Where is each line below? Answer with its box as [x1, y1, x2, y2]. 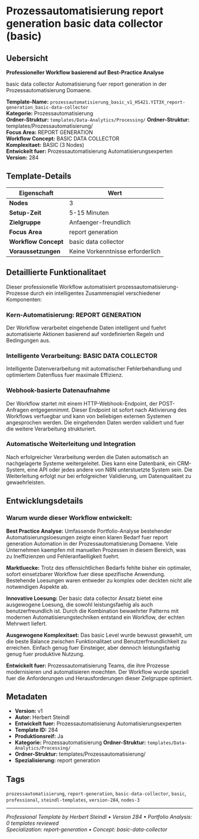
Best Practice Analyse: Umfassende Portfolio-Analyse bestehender [6, 527, 172, 535]
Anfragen [6, 406, 30, 413]
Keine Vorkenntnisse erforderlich [69, 247, 161, 255]
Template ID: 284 [14, 727, 58, 734]
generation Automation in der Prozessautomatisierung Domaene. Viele [6, 540, 178, 547]
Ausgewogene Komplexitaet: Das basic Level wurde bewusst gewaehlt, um [6, 631, 192, 639]
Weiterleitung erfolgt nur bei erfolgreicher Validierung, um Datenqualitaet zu [6, 472, 191, 479]
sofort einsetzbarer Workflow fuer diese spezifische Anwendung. [6, 570, 166, 577]
